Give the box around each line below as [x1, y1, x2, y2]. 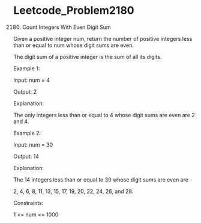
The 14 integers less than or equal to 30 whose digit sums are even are [13, 176, 189, 183]
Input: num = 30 [13, 141, 53, 148]
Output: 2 [13, 88, 37, 95]
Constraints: [13, 199, 44, 206]
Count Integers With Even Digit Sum [22, 23, 111, 31]
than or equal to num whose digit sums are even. [13, 41, 134, 49]
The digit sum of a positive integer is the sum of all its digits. [13, 53, 162, 60]
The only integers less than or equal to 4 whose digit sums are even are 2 [13, 111, 195, 118]
